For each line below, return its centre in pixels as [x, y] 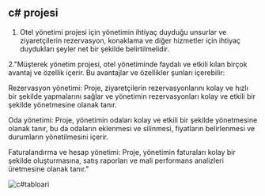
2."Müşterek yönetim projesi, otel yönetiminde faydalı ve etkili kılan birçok [128, 64]
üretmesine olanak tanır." [49, 168]
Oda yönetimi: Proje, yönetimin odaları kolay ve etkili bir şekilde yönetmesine [133, 120]
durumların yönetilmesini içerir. [59, 137]
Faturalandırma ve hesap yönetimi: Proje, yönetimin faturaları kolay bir [122, 152]
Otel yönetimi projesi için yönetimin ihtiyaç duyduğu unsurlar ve [123, 32]
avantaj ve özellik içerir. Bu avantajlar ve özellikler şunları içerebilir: [117, 72]
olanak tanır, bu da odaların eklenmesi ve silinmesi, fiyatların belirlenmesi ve [132, 128]
